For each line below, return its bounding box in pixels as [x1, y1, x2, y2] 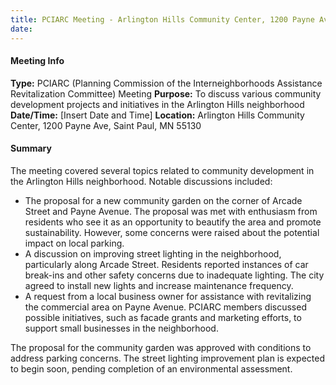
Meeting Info [10, 55, 65, 67]
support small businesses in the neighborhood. [24, 322, 219, 334]
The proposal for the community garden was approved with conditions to [10, 341, 312, 353]
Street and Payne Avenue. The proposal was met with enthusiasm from [24, 205, 318, 217]
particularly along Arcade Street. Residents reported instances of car [24, 258, 309, 270]
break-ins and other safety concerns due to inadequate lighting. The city [24, 269, 325, 281]
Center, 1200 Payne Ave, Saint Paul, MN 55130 [10, 119, 202, 131]
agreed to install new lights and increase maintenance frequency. [24, 279, 294, 291]
